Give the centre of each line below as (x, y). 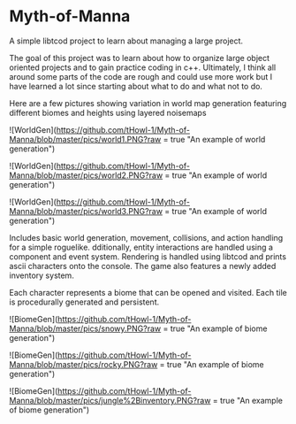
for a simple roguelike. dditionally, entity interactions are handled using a (141, 247)
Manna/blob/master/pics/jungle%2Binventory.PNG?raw (110, 400)
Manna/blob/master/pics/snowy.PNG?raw (85, 328)
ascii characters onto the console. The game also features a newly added (143, 266)
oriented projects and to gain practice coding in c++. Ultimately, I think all (143, 67)
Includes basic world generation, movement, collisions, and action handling (146, 237)
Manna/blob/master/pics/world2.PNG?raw (86, 175)
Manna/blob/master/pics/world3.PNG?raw (86, 211)
